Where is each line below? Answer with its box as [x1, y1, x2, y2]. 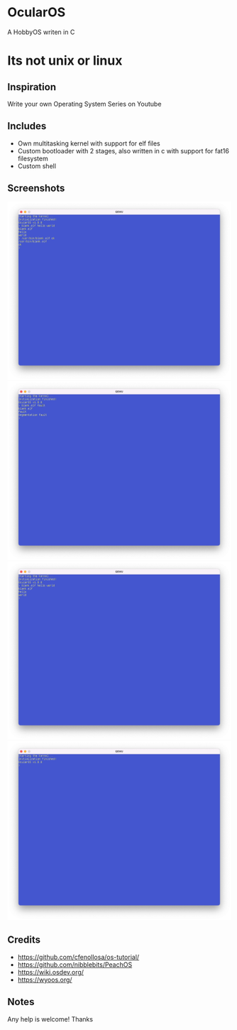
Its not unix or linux [7, 53, 123, 69]
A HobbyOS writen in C [7, 28, 75, 36]
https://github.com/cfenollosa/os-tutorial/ [17, 953, 140, 961]
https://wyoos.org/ [17, 975, 72, 984]
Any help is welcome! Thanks [7, 1014, 94, 1023]
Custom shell [17, 161, 57, 170]
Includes [7, 120, 47, 132]
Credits [7, 934, 41, 946]
